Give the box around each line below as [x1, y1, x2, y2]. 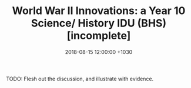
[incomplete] [66, 29, 131, 42]
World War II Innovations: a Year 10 [12, 4, 186, 18]
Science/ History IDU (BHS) [31, 16, 166, 30]
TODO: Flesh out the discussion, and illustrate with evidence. [6, 75, 154, 82]
